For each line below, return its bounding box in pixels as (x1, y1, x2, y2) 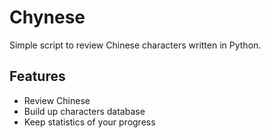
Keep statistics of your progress (23, 116, 156, 128)
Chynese (9, 6, 86, 29)
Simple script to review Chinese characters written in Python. (9, 39, 262, 51)
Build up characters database (23, 105, 146, 117)
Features (9, 68, 66, 85)
